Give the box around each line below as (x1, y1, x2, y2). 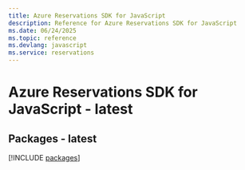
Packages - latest (8, 132, 97, 145)
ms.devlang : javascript (8, 42, 88, 49)
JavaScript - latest (8, 101, 133, 118)
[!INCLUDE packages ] (8, 153, 81, 162)
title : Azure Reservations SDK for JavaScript (8, 11, 166, 20)
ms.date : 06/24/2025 (8, 26, 77, 34)
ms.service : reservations (8, 49, 94, 57)
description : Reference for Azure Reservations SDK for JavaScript (8, 19, 238, 27)
